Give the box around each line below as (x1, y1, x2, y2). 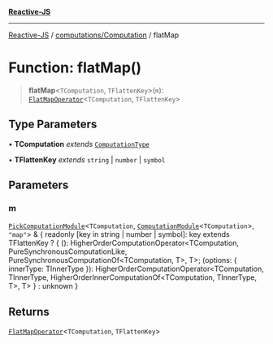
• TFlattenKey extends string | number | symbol (8, 154, 166, 165)
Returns (8, 304, 50, 319)
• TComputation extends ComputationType (8, 139, 150, 148)
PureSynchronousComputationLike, (8, 247, 128, 256)
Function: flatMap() (8, 58, 142, 77)
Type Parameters (8, 118, 97, 131)
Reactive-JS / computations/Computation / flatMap (8, 30, 180, 40)
